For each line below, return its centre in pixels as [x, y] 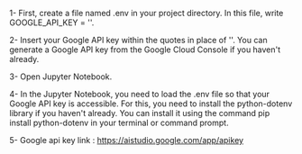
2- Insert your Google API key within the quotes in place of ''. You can [138, 40]
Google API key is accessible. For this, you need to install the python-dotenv [151, 104]
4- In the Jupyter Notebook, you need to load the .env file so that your [140, 94]
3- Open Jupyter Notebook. [61, 77]
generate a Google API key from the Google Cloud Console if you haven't [145, 50]
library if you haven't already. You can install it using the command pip [140, 113]
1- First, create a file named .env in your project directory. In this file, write [146, 13]
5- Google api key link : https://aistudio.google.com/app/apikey [127, 140]
